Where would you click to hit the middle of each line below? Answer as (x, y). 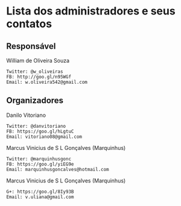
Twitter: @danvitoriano (36, 126)
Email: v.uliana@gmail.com (40, 197)
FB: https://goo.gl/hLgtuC (40, 131)
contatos (29, 24)
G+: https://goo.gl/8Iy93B (40, 192)
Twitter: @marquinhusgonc (39, 159)
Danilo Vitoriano (26, 115)
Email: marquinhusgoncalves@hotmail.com (58, 169)
